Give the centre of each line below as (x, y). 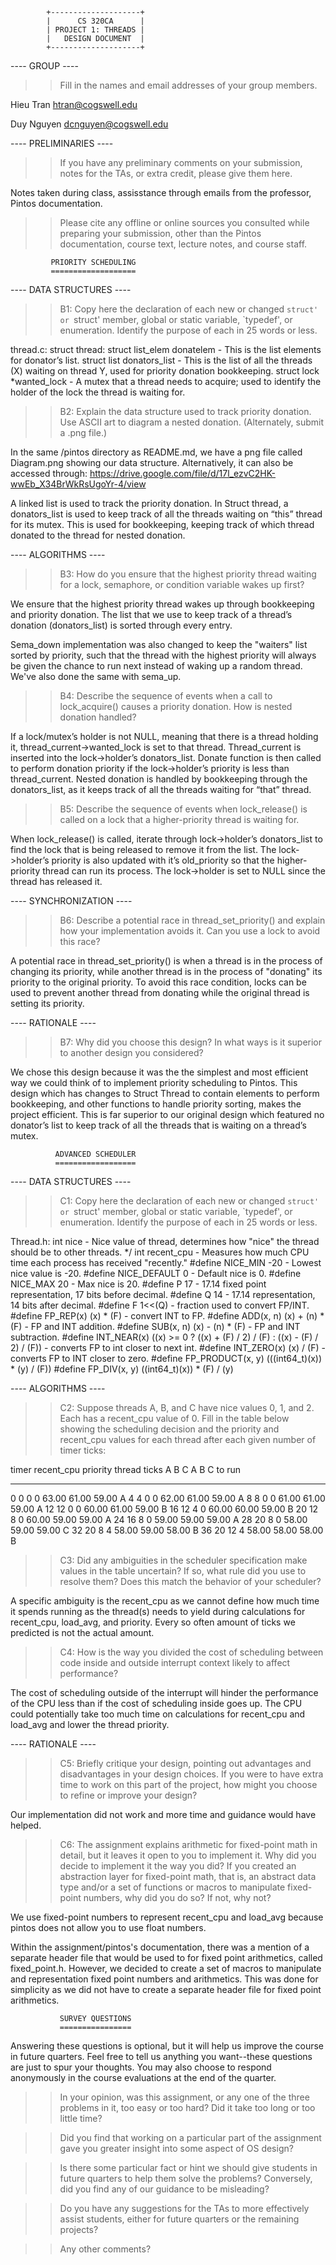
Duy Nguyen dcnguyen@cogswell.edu (89, 124)
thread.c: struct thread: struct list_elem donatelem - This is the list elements (166, 349)
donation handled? (98, 717)
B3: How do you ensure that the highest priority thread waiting (188, 574)
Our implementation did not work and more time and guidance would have (163, 1814)
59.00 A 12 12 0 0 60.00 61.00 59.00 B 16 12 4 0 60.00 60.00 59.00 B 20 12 (164, 1509)
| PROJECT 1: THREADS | (95, 30)
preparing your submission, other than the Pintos (160, 233)
